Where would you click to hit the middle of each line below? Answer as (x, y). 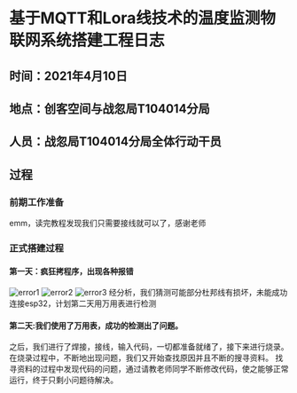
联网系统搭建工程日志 (87, 40)
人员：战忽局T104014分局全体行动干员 (115, 141)
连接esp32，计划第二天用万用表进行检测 (83, 303)
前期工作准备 (37, 202)
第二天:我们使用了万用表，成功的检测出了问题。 (96, 326)
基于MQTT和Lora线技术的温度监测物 (143, 18)
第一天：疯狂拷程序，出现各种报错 (71, 271)
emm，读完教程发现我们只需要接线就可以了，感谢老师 (108, 224)
